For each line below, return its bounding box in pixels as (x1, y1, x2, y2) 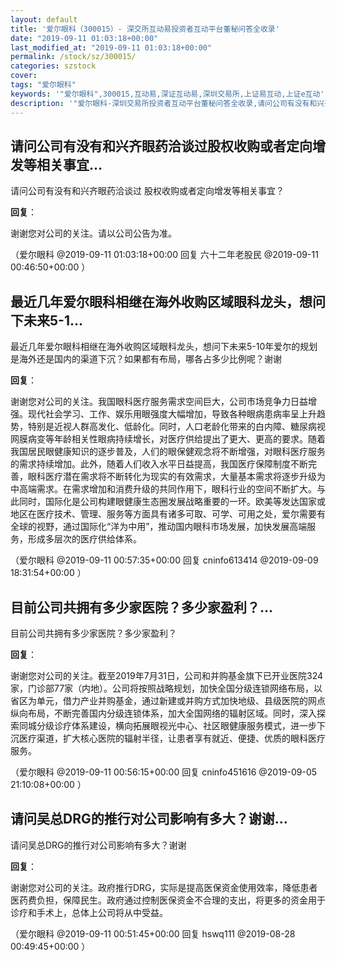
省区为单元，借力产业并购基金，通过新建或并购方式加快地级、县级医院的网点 (10, 694, 326, 706)
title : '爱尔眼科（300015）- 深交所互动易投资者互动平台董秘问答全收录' (10, 24, 280, 34)
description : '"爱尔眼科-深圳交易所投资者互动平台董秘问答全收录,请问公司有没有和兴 (10, 98, 325, 108)
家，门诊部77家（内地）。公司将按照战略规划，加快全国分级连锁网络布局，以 (10, 682, 323, 694)
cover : (10, 71, 38, 81)
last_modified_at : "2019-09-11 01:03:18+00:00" (10, 42, 213, 53)
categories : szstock (10, 61, 97, 71)
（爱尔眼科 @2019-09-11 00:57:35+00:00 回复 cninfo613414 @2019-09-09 (10, 554, 319, 566)
